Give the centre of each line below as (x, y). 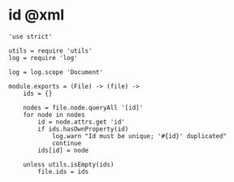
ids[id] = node (63, 150)
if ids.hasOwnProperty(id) (83, 129)
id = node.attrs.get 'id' (82, 122)
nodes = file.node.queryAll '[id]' (83, 107)
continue (67, 143)
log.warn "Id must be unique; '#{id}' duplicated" (139, 136)
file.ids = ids (63, 171)
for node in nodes (54, 115)
